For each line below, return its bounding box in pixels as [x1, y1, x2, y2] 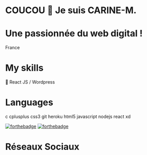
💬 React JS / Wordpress [5, 79, 55, 85]
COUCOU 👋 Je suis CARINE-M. [5, 5, 137, 16]
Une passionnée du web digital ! [5, 28, 143, 40]
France [5, 45, 20, 51]
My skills [5, 62, 44, 74]
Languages [5, 97, 53, 108]
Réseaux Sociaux [5, 141, 80, 152]
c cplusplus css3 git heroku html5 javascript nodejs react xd [5, 113, 131, 120]
